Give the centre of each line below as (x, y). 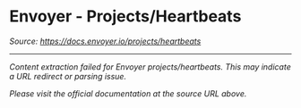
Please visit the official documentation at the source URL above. (128, 93)
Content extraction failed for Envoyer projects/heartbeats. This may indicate (150, 66)
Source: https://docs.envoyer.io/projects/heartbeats (105, 41)
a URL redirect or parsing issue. (68, 76)
